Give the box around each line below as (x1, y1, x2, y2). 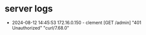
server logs (4, 3, 53, 14)
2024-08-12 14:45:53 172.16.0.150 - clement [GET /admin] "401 (11, 19, 141, 25)
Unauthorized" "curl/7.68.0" (11, 24, 69, 30)
